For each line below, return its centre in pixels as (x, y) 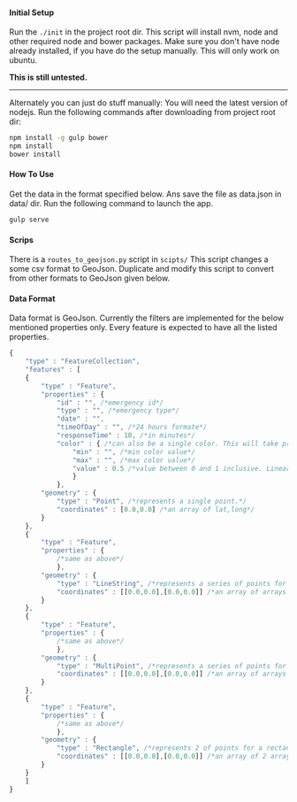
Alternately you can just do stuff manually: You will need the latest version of (148, 103)
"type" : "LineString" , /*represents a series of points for (171, 583)
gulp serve (29, 220)
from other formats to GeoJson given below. (90, 278)
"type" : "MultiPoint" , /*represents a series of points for (171, 666)
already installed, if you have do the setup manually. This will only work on (145, 51)
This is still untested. (49, 77)
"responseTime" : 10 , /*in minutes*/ (126, 436)
